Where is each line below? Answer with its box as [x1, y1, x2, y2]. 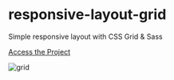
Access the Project [8, 47, 70, 56]
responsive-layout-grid [8, 6, 167, 24]
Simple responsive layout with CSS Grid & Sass [8, 32, 163, 41]
